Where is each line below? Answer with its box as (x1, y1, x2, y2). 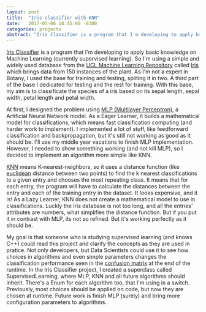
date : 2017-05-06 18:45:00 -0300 (6, 20, 97, 26)
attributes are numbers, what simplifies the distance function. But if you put (6, 209, 197, 216)
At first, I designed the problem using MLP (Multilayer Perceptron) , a (6, 106, 179, 113)
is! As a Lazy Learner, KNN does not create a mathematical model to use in (6, 196, 196, 203)
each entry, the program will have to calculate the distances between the (6, 183, 191, 190)
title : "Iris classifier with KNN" (6, 15, 100, 21)
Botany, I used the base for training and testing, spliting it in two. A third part (6, 75, 199, 82)
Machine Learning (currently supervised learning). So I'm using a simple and (6, 55, 200, 62)
